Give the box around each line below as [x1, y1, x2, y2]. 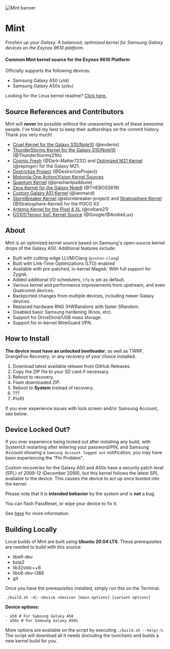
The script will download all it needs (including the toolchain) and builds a [5, 632, 159, 639]
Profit [12, 395, 24, 401]
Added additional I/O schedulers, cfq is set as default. [12, 277, 125, 283]
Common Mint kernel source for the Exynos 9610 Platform [5, 56, 130, 62]
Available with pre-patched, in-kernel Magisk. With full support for [12, 265, 151, 271]
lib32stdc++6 [12, 565, 41, 571]
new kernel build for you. [5, 638, 57, 644]
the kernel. [5, 481, 28, 487]
